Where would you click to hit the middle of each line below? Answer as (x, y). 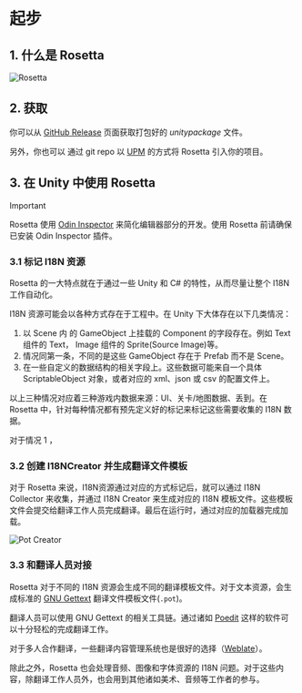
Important (28, 205)
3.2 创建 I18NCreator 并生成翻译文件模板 (99, 465)
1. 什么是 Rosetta (57, 55)
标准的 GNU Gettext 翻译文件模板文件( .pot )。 (102, 598)
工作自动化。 (33, 294)
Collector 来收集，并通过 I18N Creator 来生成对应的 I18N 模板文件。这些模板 (151, 499)
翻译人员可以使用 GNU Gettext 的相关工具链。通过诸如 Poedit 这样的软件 (146, 617)
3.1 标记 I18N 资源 (48, 261)
